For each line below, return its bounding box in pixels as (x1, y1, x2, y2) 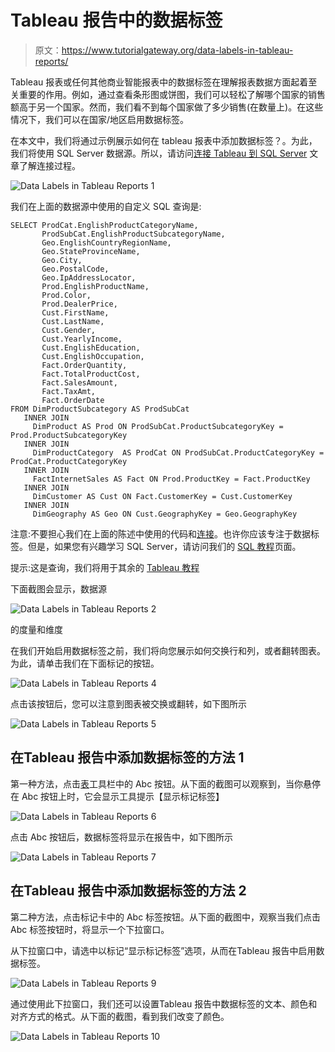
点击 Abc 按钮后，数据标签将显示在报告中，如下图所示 (10, 831, 234, 843)
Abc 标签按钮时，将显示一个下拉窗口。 (10, 923, 170, 935)
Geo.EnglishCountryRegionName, (41, 237, 172, 248)
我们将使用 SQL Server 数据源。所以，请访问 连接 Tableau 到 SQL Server (10, 147, 308, 159)
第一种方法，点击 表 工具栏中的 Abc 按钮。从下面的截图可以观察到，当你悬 (10, 777, 313, 790)
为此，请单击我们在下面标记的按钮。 (10, 657, 160, 669)
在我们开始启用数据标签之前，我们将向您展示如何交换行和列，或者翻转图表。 (10, 644, 326, 656)
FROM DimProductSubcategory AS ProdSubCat (10, 404, 190, 414)
